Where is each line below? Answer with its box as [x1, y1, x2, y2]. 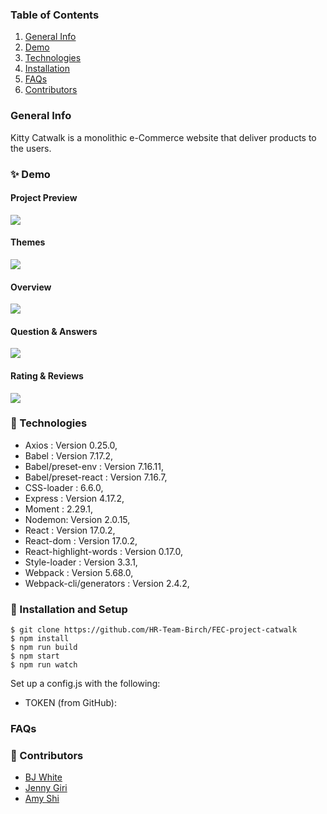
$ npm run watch [10, 660, 78, 670]
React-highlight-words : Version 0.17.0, [24, 545, 184, 557]
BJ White [24, 771, 63, 783]
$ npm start [10, 651, 60, 662]
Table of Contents [10, 8, 100, 22]
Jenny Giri [24, 782, 68, 794]
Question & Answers [10, 325, 98, 337]
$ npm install [10, 634, 70, 644]
